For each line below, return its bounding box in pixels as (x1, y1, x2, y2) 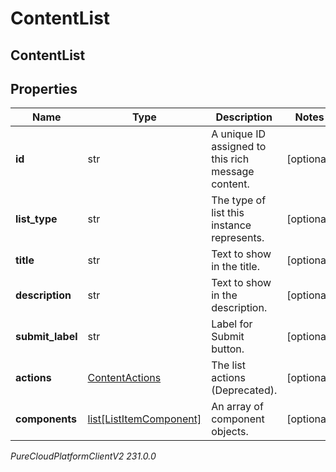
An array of (211, 400, 264, 414)
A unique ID (211, 127, 267, 141)
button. (211, 342, 245, 356)
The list (211, 358, 247, 372)
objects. (211, 425, 249, 439)
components (15, 412, 77, 426)
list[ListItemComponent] (87, 412, 202, 426)
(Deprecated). (211, 383, 278, 397)
